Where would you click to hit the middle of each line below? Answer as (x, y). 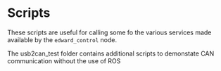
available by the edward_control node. (62, 39)
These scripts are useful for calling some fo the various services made (109, 32)
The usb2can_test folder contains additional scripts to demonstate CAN (111, 53)
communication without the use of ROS (64, 60)
